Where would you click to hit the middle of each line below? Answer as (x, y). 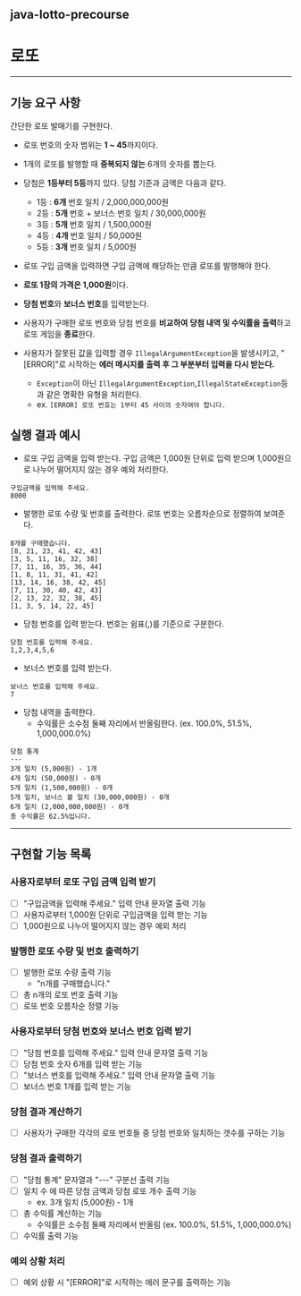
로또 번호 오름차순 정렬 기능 (71, 1006)
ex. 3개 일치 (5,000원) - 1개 (85, 1202)
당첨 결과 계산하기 (46, 1112)
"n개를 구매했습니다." (73, 984)
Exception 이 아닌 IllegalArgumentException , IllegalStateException (159, 383)
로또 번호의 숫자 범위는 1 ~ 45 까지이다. (91, 145)
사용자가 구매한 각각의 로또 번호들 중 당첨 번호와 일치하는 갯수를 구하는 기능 (154, 1133)
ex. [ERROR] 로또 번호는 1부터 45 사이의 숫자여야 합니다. (131, 405)
